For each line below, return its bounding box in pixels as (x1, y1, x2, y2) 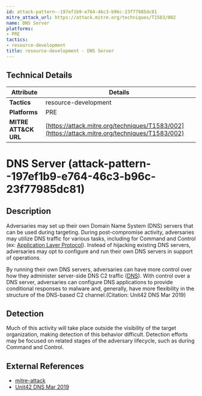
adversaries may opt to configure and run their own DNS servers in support (6, 248, 193, 255)
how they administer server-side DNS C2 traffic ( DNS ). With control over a (6, 272, 191, 279)
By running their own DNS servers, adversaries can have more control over (6, 266, 192, 273)
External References (6, 361, 84, 371)
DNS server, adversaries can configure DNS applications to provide (6, 278, 173, 285)
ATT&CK (9, 125, 34, 133)
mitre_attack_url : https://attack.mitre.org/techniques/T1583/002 (6, 14, 176, 20)
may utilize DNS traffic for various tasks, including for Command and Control (6, 235, 196, 242)
